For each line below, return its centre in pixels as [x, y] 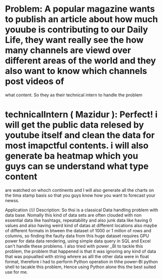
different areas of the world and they [81, 61]
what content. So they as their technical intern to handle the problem [74, 95]
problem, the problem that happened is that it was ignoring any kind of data [81, 251]
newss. [12, 200]
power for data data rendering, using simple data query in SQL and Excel [78, 241]
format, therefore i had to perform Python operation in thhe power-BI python [81, 261]
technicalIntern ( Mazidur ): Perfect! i [81, 115]
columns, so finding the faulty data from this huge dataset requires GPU [77, 236]
